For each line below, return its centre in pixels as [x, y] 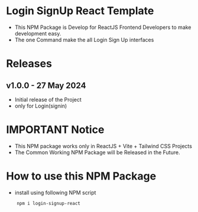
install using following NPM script [55, 193]
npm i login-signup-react [49, 203]
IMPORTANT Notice [55, 130]
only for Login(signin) [41, 106]
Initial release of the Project [48, 99]
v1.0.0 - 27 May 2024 [46, 85]
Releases [29, 64]
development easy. [38, 33]
